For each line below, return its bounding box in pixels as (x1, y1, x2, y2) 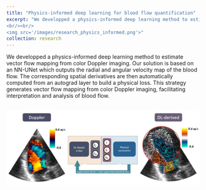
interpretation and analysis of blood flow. (6, 92, 110, 100)
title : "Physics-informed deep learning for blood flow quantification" (6, 10, 196, 16)
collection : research (6, 35, 62, 42)
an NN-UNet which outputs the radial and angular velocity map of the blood (6, 66, 197, 73)
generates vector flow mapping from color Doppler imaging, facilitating (6, 86, 186, 93)
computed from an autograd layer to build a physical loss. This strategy (6, 79, 186, 87)
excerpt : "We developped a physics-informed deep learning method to (6, 16, 188, 23)
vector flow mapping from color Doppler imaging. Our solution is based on (6, 60, 194, 67)
